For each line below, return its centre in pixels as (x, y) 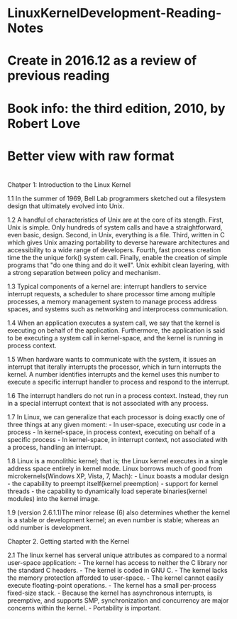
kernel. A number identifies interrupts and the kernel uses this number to (114, 374)
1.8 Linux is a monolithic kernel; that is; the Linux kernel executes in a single (118, 461)
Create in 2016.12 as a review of (102, 61)
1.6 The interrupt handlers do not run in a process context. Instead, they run (118, 395)
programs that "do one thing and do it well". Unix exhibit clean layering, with (118, 265)
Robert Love (44, 123)
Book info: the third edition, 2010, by (116, 108)
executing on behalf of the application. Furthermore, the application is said (116, 330)
